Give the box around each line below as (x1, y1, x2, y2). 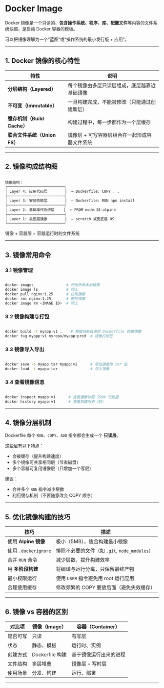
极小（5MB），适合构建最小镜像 (56, 538, 128, 545)
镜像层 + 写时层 (71, 660, 107, 667)
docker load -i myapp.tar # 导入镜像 (5, 366, 110, 371)
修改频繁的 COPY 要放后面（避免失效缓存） (56, 584, 156, 591)
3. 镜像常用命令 (5, 251, 51, 259)
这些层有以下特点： (5, 443, 44, 449)
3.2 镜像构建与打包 (5, 313, 50, 320)
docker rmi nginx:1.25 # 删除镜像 (5, 296, 85, 301)
